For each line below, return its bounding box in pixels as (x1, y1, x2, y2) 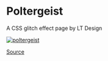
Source (6, 48, 24, 56)
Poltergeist (6, 4, 63, 18)
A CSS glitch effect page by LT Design (6, 24, 103, 32)
